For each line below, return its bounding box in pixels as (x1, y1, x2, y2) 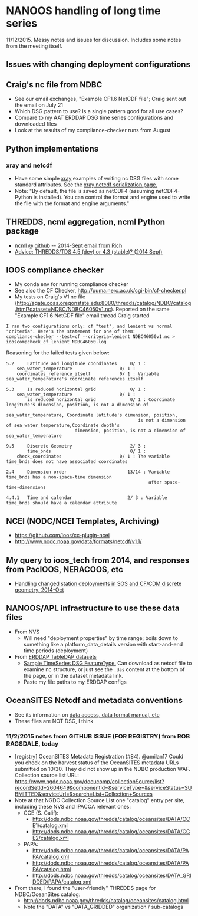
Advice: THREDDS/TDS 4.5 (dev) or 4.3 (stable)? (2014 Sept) (14, 248, 163, 255)
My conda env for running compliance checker (14, 281, 128, 288)
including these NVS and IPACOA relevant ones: (14, 803, 131, 810)
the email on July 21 (14, 101, 64, 109)
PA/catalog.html (32, 866, 71, 872)
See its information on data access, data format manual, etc (14, 711, 160, 718)
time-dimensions (6, 485, 46, 491)
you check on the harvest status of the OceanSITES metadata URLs (14, 759, 179, 766)
